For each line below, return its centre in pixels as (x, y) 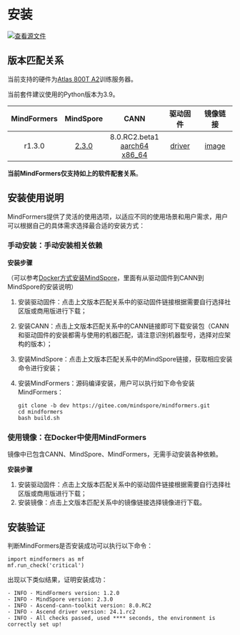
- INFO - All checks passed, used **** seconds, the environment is (111, 618)
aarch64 (135, 146)
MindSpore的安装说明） (42, 286)
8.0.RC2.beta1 (134, 136)
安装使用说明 (36, 198)
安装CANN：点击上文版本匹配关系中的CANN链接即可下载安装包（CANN (123, 326)
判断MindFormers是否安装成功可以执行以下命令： (80, 545)
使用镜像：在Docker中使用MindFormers (77, 437)
